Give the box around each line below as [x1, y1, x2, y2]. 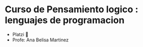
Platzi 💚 [12, 31, 29, 37]
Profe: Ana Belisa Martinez [12, 37, 69, 43]
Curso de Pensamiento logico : [5, 4, 138, 15]
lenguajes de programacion [5, 14, 124, 26]
